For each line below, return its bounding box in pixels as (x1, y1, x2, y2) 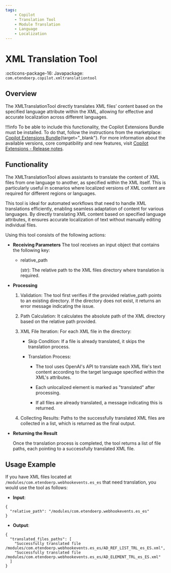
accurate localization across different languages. (5, 113, 108, 120)
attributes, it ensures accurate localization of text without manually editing (5, 216, 161, 222)
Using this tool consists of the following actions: (5, 232, 106, 238)
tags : (5, 7, 17, 13)
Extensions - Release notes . (5, 145, 64, 151)
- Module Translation (14, 21, 60, 27)
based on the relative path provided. (20, 318, 97, 325)
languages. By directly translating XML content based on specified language (5, 211, 166, 217)
